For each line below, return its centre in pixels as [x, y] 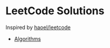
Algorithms [27, 39]
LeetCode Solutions [55, 11]
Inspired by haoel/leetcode [38, 27]
